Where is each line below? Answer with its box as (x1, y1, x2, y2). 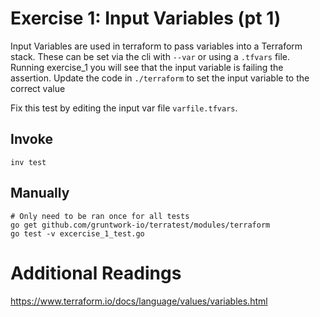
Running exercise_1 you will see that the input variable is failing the (10, 61, 284, 73)
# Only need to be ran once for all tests (10, 211, 190, 221)
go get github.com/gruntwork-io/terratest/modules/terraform (10, 220, 271, 230)
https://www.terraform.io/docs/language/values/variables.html (10, 295, 268, 307)
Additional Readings (10, 262, 182, 284)
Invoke (10, 131, 53, 148)
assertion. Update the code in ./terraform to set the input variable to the (10, 72, 310, 84)
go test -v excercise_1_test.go (10, 228, 145, 239)
